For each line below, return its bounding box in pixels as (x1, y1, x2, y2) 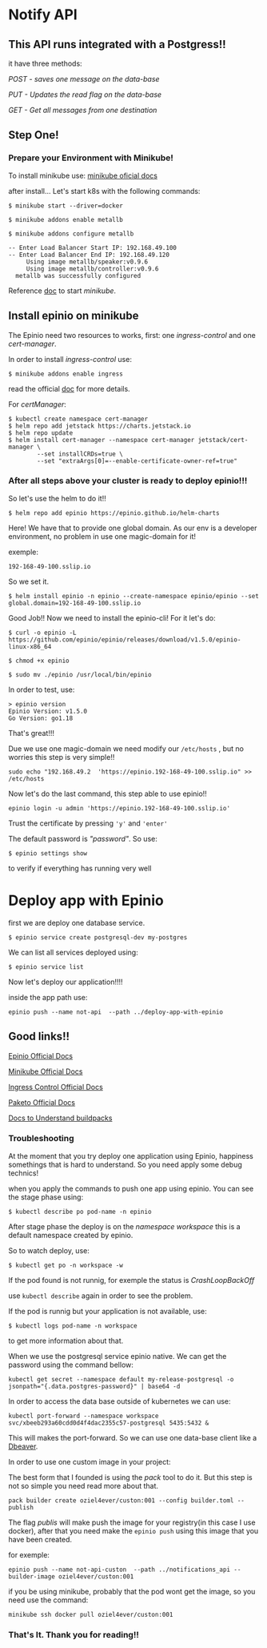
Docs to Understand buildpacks (8, 1113, 113, 1123)
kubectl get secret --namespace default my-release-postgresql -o (8, 1375, 234, 1383)
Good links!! (8, 1030, 70, 1043)
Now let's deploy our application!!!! (8, 977, 123, 987)
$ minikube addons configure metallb (8, 230, 134, 238)
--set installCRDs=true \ (37, 450, 124, 458)
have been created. (8, 1534, 73, 1544)
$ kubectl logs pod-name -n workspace (8, 1321, 137, 1330)
